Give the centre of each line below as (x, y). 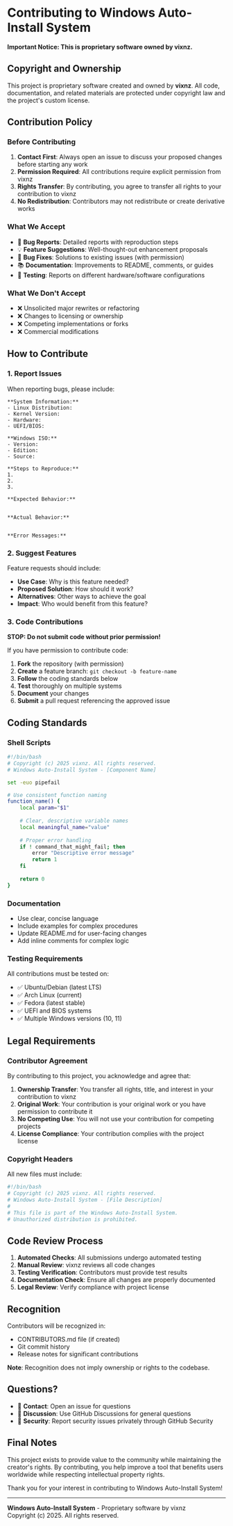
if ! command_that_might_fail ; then (73, 846)
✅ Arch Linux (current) (49, 995)
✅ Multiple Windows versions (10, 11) (70, 1019)
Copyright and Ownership (64, 69)
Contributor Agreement (48, 1061)
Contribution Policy (50, 122)
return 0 (32, 879)
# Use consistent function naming (57, 795)
